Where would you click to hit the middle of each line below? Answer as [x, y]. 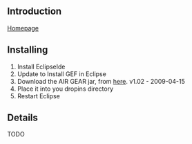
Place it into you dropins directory [65, 89]
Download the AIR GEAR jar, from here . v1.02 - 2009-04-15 [101, 81]
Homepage [23, 28]
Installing [28, 50]
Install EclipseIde [41, 66]
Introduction [35, 11]
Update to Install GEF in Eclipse [62, 74]
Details [22, 118]
